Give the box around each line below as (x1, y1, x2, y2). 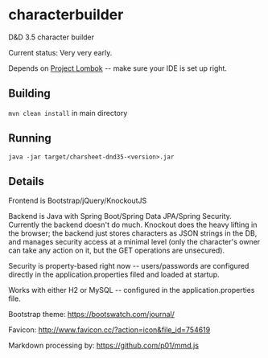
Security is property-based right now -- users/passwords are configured (8, 261, 249, 271)
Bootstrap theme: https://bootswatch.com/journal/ (8, 310, 175, 319)
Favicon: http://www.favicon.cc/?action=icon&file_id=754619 (8, 325, 211, 335)
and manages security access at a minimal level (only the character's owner (8, 237, 261, 247)
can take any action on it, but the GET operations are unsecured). (8, 245, 225, 255)
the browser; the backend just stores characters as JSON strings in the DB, (8, 228, 258, 238)
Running (8, 131, 52, 146)
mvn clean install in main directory (8, 108, 128, 117)
